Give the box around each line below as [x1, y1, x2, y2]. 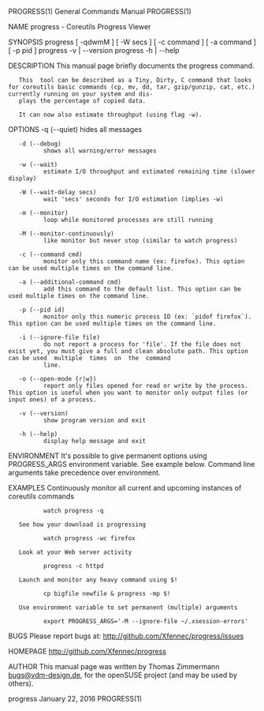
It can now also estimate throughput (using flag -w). [18, 111, 203, 118]
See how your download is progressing [18, 521, 147, 529]
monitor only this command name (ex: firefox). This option [43, 258, 245, 265]
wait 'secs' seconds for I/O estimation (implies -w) [43, 195, 224, 203]
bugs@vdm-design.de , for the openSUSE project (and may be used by [8, 671, 238, 679]
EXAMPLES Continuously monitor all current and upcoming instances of [8, 483, 242, 492]
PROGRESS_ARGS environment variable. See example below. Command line [8, 460, 255, 468]
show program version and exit [43, 416, 147, 424]
